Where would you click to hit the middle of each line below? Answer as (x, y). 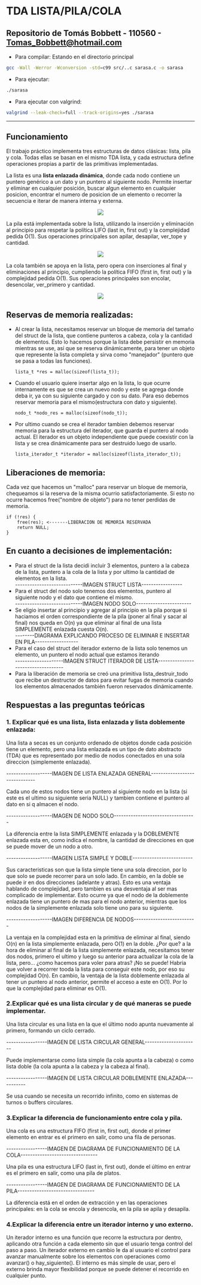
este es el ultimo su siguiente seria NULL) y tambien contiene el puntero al (98, 798)
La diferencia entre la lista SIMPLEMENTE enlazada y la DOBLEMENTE (93, 834)
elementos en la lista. (41, 578)
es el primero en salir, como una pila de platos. (64, 1173)
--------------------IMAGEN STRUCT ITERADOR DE (79, 661)
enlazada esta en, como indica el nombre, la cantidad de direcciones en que (100, 840)
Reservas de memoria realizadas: (70, 315)
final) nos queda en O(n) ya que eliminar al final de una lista (88, 622)
